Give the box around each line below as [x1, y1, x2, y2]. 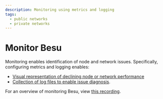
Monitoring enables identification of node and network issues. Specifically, [5, 59, 158, 65]
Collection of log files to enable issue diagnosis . [12, 79, 111, 85]
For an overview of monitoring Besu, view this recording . [5, 89, 121, 95]
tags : [5, 12, 16, 17]
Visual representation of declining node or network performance [12, 74, 145, 80]
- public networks [9, 16, 48, 21]
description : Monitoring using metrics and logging [5, 7, 114, 12]
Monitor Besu [5, 43, 62, 53]
